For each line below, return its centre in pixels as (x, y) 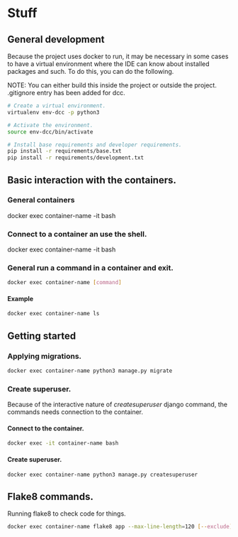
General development (56, 39)
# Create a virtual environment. (57, 106)
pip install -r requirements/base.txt (64, 151)
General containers (41, 200)
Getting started (42, 336)
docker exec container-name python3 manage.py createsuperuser (103, 474)
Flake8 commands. (50, 496)
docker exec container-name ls (53, 314)
